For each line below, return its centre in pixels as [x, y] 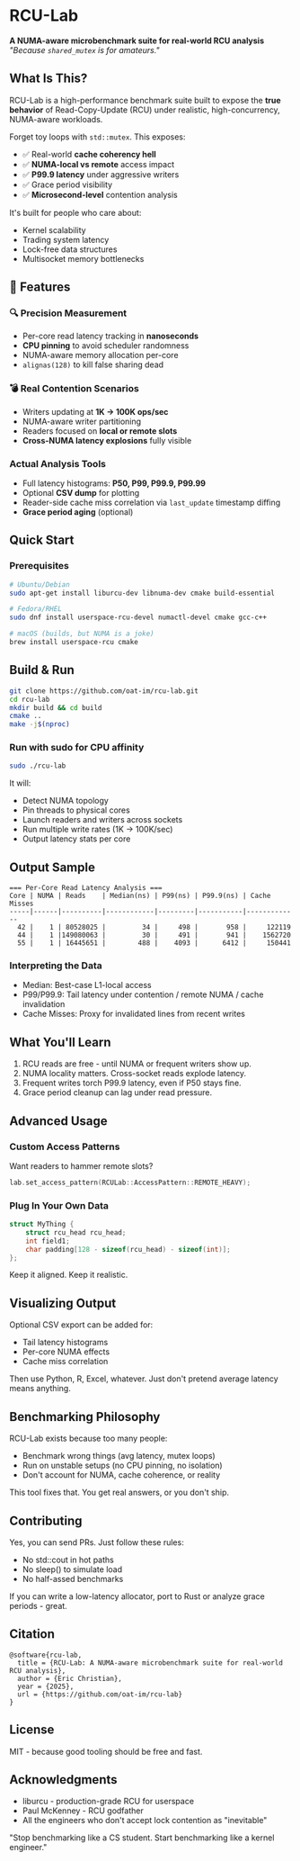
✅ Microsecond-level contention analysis [100, 194]
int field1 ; [48, 1241]
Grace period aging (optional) [78, 512]
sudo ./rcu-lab [38, 766]
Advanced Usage [58, 1121]
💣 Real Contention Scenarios [74, 389]
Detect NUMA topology [66, 801]
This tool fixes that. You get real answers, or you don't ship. [119, 1492]
